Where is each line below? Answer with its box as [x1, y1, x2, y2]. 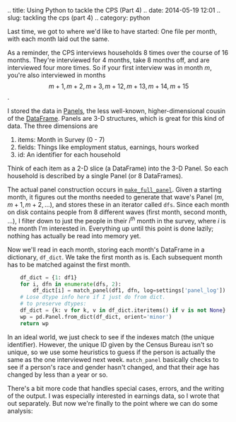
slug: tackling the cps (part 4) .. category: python [7, 13, 151, 22]
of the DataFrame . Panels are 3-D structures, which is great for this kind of [7, 115, 225, 122]
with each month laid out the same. [7, 35, 110, 43]
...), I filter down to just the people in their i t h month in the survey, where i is [7, 216, 226, 225]
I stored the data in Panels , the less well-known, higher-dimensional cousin [7, 107, 226, 115]
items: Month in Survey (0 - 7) [17, 136, 105, 143]
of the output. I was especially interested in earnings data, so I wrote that [7, 392, 220, 400]
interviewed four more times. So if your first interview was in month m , [7, 64, 212, 71]
